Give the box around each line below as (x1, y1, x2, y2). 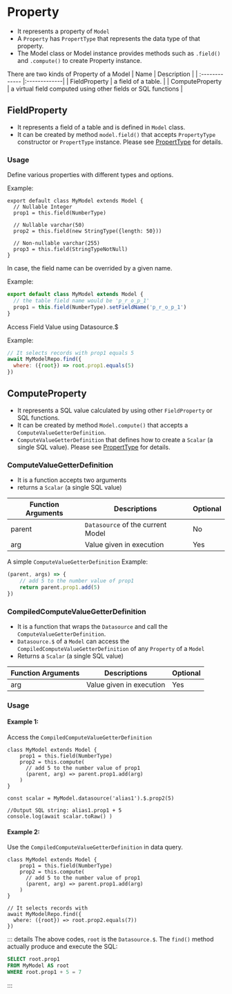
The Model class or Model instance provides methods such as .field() (17, 49, 221, 57)
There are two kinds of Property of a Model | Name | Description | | (7, 70, 198, 78)
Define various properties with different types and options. (7, 171, 174, 179)
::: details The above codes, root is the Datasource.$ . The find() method (7, 935, 214, 944)
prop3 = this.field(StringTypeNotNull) (13, 246, 128, 253)
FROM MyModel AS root (7, 962, 70, 969)
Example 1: (7, 717, 39, 726)
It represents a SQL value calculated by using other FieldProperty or (17, 406, 213, 414)
